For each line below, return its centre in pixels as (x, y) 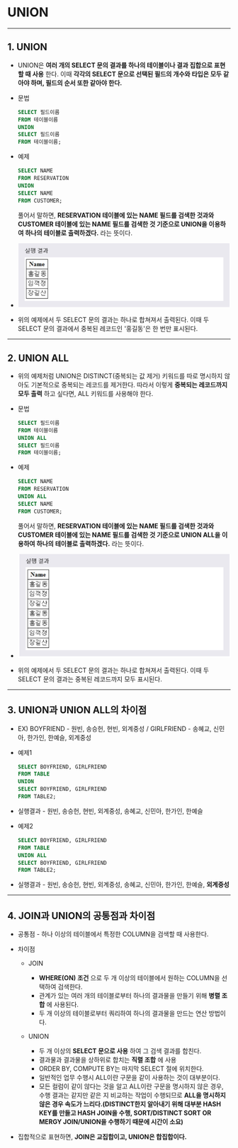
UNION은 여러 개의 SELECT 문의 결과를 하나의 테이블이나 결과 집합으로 (115, 65)
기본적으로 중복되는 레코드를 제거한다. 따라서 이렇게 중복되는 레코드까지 (129, 385)
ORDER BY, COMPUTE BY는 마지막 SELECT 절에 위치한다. (121, 1069)
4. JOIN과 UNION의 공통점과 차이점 (81, 915)
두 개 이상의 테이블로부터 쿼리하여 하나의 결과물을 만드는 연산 (123, 1013)
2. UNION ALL (38, 358)
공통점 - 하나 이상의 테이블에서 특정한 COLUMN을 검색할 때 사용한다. (113, 934)
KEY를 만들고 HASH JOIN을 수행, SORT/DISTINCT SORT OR (125, 1113)
